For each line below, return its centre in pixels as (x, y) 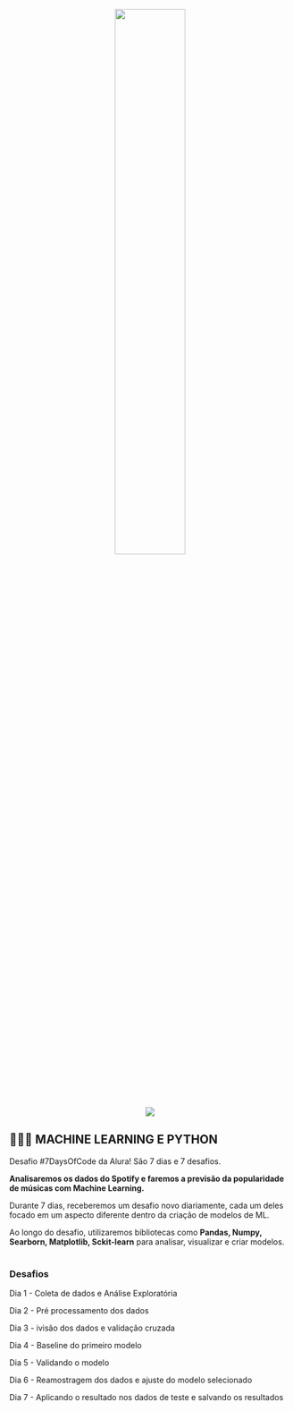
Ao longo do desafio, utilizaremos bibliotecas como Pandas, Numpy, (136, 1232)
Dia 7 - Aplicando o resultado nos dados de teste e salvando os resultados (146, 1398)
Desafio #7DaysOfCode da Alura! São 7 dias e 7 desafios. (115, 1161)
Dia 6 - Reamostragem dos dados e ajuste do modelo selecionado (131, 1380)
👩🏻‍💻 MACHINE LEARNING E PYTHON (114, 1139)
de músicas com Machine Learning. (77, 1188)
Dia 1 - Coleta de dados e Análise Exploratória (93, 1294)
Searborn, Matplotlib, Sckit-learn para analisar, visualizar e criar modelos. (147, 1241)
